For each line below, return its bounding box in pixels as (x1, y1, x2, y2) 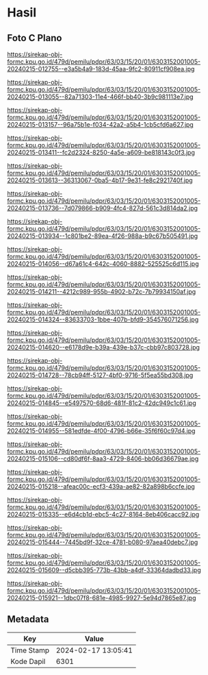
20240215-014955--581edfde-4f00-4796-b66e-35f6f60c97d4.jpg (7, 427, 196, 434)
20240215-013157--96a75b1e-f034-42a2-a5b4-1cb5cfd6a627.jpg (7, 121, 194, 128)
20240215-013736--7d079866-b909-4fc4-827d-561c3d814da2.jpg (7, 204, 198, 212)
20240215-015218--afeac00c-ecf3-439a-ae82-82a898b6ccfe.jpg (7, 482, 195, 491)
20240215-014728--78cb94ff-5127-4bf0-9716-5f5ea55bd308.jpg (7, 371, 194, 379)
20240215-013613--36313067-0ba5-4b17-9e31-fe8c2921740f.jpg (7, 176, 193, 184)
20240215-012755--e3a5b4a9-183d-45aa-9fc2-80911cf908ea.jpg (7, 65, 195, 73)
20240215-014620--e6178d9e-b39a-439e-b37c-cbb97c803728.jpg (7, 343, 200, 351)
